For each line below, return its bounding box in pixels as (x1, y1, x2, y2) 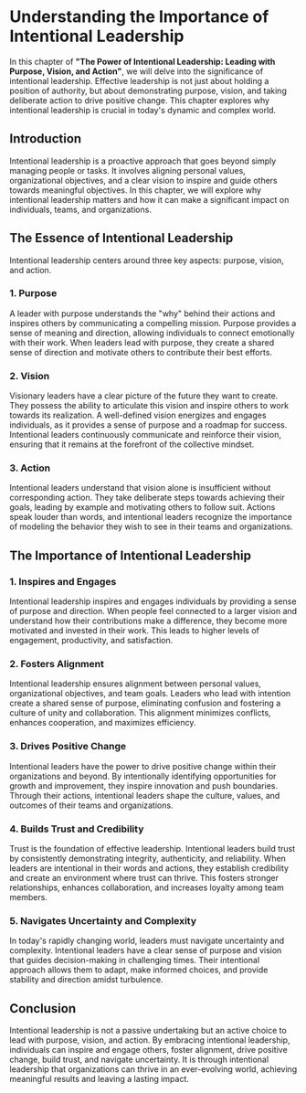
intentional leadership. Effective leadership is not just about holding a (9, 75, 269, 86)
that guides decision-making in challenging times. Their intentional (9, 955, 260, 966)
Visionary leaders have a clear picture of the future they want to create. (9, 390, 279, 401)
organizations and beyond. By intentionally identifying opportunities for (9, 770, 277, 781)
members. (9, 892, 48, 903)
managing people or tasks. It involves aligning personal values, (9, 164, 247, 175)
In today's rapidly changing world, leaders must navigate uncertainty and (9, 935, 285, 947)
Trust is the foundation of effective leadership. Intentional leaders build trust (9, 844, 296, 854)
